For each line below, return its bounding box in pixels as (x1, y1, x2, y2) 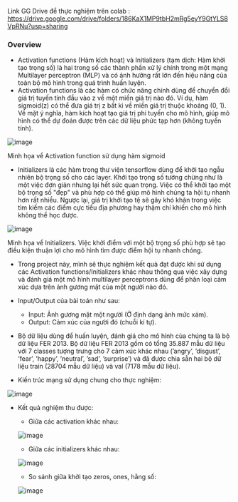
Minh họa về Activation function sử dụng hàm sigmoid (7, 152, 166, 160)
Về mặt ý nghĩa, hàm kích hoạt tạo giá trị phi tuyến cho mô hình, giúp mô (17, 109, 230, 118)
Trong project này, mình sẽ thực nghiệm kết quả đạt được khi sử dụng (17, 260, 222, 269)
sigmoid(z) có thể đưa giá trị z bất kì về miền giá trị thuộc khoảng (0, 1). (17, 101, 227, 110)
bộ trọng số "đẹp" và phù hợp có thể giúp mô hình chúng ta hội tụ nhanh (17, 188, 231, 197)
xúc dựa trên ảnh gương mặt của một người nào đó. (17, 282, 168, 292)
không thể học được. (17, 211, 79, 220)
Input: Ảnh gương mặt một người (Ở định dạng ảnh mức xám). (28, 310, 208, 319)
